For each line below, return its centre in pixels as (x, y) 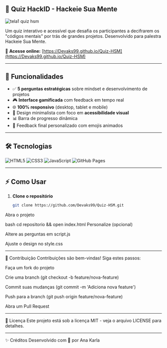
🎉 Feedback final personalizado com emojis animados (68, 125)
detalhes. (15, 326)
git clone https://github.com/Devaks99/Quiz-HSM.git (68, 205)
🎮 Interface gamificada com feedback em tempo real (68, 100)
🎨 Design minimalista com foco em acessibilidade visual (71, 113)
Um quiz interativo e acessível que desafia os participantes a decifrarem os (82, 31)
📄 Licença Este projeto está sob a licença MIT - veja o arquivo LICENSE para (83, 321)
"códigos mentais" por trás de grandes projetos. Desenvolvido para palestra (83, 36)
